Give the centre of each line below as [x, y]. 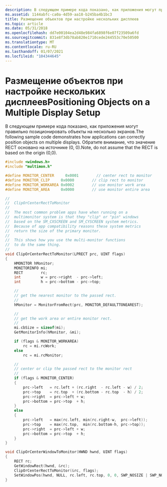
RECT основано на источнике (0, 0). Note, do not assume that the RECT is [82, 148]
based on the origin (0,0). [31, 153]
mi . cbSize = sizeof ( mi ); [40, 328]
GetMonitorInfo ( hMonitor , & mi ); [47, 332]
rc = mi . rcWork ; [40, 346]
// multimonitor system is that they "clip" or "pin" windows [72, 217]
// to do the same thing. [33, 245]
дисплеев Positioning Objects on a [78, 102]
